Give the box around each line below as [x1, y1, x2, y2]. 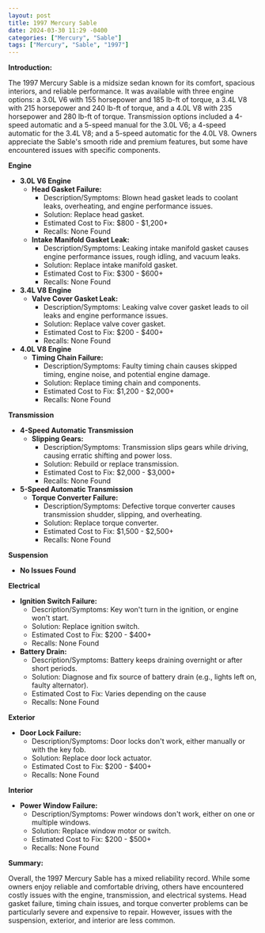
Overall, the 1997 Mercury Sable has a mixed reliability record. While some [8, 874, 251, 883]
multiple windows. [31, 817, 91, 828]
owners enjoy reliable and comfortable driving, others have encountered [8, 882, 244, 892]
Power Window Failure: [19, 801, 98, 810]
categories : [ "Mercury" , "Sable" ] [8, 33, 123, 42]
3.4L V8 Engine [19, 286, 72, 295]
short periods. [31, 664, 78, 673]
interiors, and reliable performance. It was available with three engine [8, 86, 234, 96]
